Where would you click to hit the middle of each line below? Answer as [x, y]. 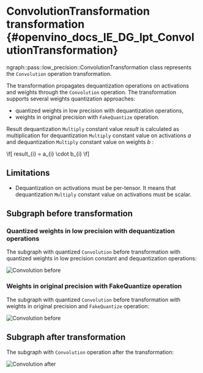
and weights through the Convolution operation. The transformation [91, 92]
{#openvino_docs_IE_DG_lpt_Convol [100, 37]
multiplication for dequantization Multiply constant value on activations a [99, 135]
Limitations [28, 173]
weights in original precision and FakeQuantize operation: [78, 306]
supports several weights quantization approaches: [71, 99]
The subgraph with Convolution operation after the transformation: [90, 352]
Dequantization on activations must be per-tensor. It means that [95, 187]
